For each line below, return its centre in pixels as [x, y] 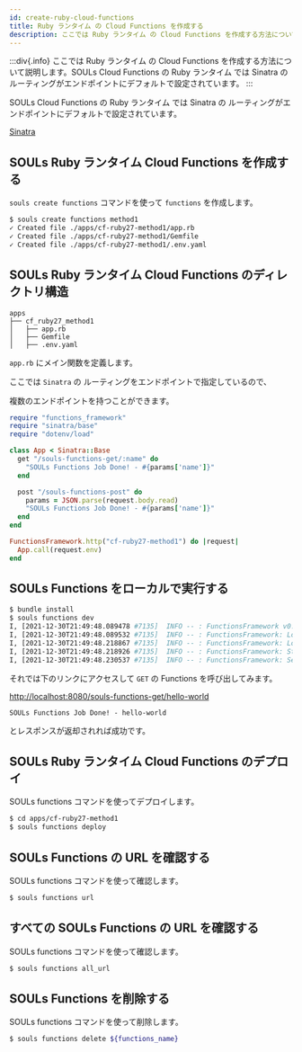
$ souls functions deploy [58, 827]
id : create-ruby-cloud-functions [72, 18]
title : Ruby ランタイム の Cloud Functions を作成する [107, 26]
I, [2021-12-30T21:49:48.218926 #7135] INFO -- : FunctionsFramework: [146, 651]
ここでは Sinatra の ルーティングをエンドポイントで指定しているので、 [141, 381]
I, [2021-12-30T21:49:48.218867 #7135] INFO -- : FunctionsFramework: [146, 643]
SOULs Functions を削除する [90, 999]
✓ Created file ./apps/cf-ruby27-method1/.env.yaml [108, 245]
